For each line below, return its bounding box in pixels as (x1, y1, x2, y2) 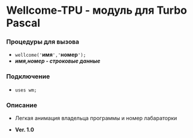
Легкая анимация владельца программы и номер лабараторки (14, 115, 177, 122)
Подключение (6, 72, 50, 81)
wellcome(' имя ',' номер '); (14, 51, 86, 59)
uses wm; (14, 87, 37, 93)
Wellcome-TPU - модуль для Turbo (6, 4, 188, 17)
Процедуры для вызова (6, 38, 80, 46)
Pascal (6, 16, 41, 30)
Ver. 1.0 (14, 126, 34, 133)
